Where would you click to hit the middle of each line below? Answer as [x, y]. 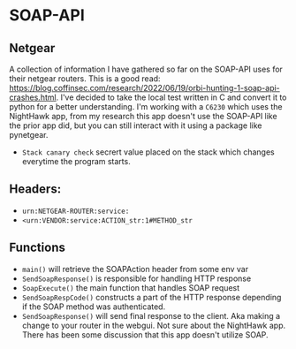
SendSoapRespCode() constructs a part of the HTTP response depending [152, 297]
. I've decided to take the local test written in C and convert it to [171, 97]
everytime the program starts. [76, 161]
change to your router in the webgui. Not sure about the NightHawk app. [154, 325]
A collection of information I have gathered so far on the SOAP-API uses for [146, 69]
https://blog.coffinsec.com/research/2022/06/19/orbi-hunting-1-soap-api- [144, 88]
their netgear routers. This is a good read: [85, 79]
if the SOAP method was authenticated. [94, 307]
